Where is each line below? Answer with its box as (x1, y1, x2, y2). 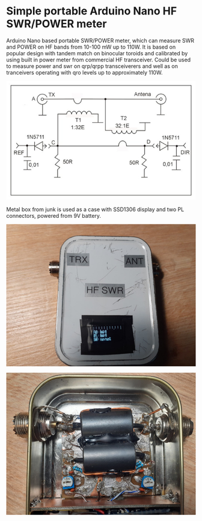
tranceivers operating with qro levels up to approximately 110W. (6, 69, 163, 76)
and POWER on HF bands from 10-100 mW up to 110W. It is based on (6, 43, 176, 51)
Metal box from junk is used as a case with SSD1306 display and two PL (6, 206, 185, 213)
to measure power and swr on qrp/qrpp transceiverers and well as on (6, 62, 179, 70)
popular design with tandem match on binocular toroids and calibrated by (6, 49, 188, 57)
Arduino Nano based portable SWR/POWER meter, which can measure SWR (6, 37, 194, 44)
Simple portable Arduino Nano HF (6, 4, 177, 18)
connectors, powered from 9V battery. (6, 212, 101, 220)
